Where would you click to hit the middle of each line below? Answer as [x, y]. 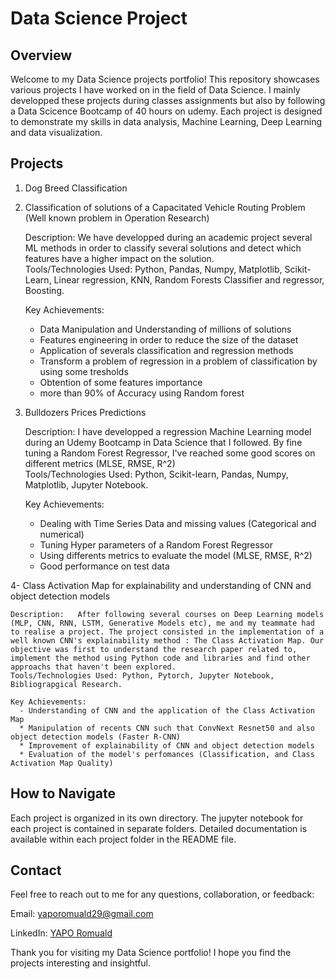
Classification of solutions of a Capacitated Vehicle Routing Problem [165, 207]
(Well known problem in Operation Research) [117, 218]
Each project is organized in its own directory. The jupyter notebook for [157, 818]
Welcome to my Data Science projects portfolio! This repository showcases [165, 79]
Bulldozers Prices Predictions [85, 412]
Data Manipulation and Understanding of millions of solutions [165, 329]
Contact [36, 870]
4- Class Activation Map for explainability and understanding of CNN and [161, 585]
